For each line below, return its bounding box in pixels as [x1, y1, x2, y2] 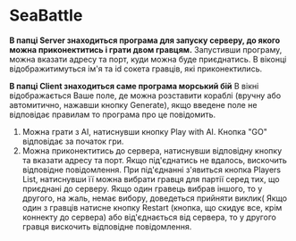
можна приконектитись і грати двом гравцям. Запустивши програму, [9, 44, 283, 54]
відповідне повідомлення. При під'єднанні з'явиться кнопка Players [21, 164, 282, 175]
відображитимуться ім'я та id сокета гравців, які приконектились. [9, 63, 262, 74]
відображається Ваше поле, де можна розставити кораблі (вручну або [9, 90, 282, 101]
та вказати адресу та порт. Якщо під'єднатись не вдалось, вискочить [21, 154, 288, 165]
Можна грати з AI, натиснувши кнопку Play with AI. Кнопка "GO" [21, 126, 268, 137]
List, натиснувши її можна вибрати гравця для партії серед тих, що [21, 173, 280, 184]
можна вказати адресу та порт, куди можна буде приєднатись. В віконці [9, 54, 287, 64]
